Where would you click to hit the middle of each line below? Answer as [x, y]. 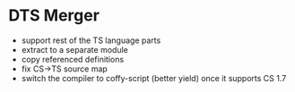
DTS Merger [54, 16]
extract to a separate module [75, 49]
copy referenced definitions [73, 59]
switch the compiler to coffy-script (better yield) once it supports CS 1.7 [154, 78]
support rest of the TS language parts [91, 40]
